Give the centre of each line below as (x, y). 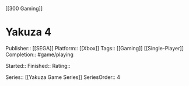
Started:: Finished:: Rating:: (38, 66)
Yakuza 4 (29, 32)
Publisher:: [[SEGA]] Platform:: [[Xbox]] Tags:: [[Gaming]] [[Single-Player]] (95, 48)
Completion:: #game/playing (40, 54)
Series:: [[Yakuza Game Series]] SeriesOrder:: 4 (63, 77)
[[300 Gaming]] (24, 8)
